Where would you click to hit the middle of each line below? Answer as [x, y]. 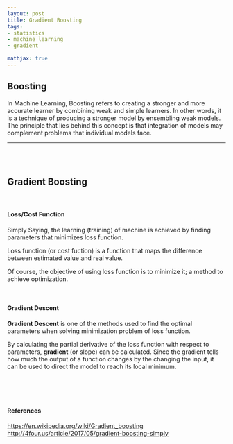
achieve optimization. [37, 279]
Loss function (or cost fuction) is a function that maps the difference [105, 250]
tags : [15, 26]
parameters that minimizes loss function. [65, 237]
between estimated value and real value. [65, 258]
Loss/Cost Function [36, 214]
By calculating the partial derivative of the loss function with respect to [108, 344]
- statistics [26, 33]
